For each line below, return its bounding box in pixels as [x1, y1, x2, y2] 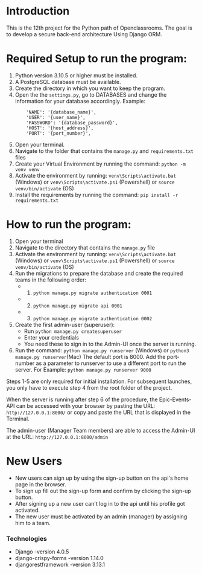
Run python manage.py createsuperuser [24, 327, 122, 335]
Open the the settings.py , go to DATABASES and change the [14, 91, 167, 98]
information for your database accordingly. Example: [14, 97, 146, 105]
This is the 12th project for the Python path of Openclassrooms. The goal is [6, 24, 193, 31]
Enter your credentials [24, 334, 80, 341]
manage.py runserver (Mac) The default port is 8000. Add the [14, 353, 166, 360]
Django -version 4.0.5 [14, 548, 69, 555]
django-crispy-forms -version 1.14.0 [14, 555, 104, 562]
